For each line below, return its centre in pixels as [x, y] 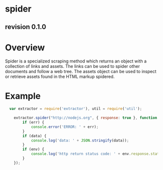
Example [23, 96]
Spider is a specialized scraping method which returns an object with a [76, 61]
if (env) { [33, 149]
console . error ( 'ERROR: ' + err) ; [65, 127]
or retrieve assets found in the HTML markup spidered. [60, 77]
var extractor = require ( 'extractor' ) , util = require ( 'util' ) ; [76, 109]
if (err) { [33, 123]
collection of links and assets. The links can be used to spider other [73, 66]
